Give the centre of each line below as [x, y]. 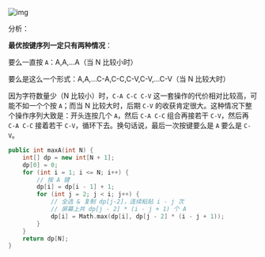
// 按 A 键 [53, 180]
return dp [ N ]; [45, 238]
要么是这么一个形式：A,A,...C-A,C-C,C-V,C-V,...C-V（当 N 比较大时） [119, 79]
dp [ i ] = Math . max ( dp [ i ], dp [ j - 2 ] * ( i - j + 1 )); [138, 216]
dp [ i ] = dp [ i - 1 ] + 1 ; [76, 187]
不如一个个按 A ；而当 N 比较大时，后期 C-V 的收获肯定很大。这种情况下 [130, 106]
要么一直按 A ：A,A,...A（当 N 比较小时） [73, 62]
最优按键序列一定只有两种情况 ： [60, 45]
